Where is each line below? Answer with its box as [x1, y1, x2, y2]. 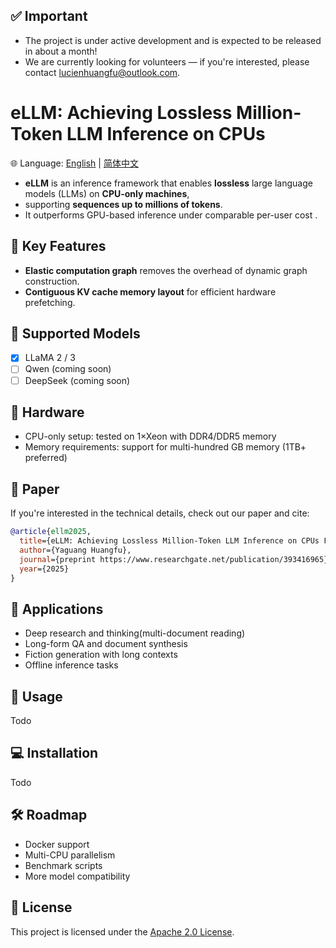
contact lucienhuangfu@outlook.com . [24, 66, 181, 78]
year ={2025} [19, 564, 70, 574]
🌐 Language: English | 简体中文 [10, 157, 139, 169]
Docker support [24, 838, 90, 850]
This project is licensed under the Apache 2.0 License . [10, 925, 235, 938]
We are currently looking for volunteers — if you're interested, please [24, 55, 310, 68]
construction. [24, 275, 80, 287]
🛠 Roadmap [10, 807, 88, 824]
